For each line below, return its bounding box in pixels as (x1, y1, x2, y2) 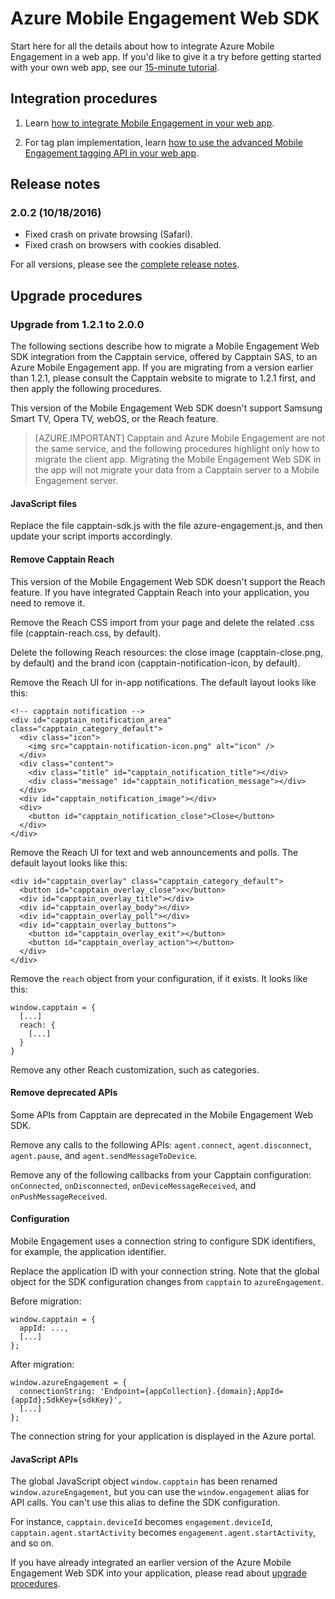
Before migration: (10, 1295, 82, 1307)
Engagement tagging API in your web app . (24, 147, 200, 159)
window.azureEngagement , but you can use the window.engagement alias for (10, 1486, 310, 1498)
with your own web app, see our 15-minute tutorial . (10, 61, 220, 73)
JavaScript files (10, 497, 78, 509)
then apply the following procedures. (10, 383, 162, 395)
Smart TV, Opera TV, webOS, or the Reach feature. (10, 413, 219, 425)
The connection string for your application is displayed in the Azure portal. (10, 1430, 317, 1442)
